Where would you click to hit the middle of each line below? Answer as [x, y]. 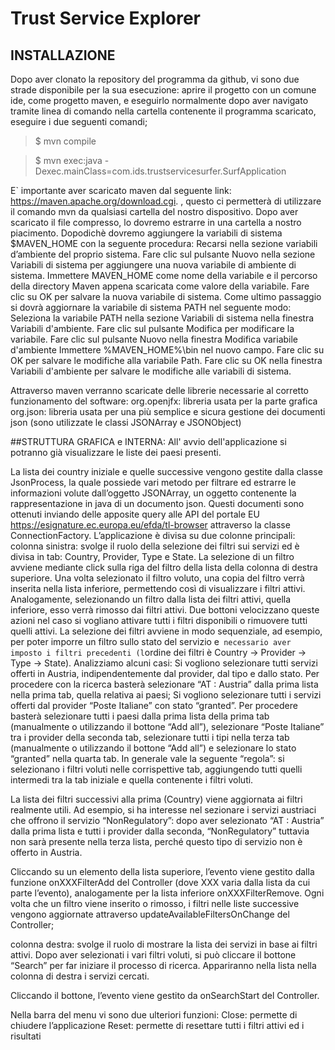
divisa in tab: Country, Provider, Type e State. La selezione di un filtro [152, 556]
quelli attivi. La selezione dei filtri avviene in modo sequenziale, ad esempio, [166, 631]
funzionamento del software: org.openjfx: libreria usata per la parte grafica [164, 401]
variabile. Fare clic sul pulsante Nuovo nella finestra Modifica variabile [154, 339]
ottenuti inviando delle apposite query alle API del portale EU [135, 514]
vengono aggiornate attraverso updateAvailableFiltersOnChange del [150, 914]
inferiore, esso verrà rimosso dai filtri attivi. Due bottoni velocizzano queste [165, 610]
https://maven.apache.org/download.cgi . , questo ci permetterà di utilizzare [166, 201]
